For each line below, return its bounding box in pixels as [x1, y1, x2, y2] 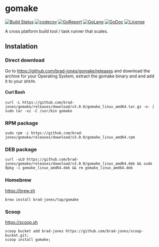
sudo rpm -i [5, 131, 29, 136]
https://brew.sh [5, 187, 35, 194]
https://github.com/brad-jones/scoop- [65, 229, 144, 234]
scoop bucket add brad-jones [5, 229, 64, 234]
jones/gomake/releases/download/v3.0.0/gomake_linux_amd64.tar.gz [5, 104, 142, 109]
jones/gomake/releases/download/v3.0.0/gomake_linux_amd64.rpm [5, 135, 135, 140]
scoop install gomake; [5, 237, 51, 242]
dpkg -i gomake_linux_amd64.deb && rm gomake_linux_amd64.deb [5, 166, 133, 170]
